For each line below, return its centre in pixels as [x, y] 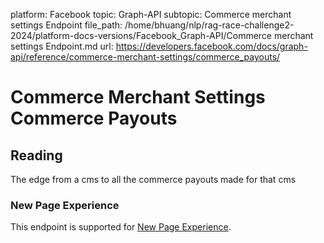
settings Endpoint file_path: [66, 25]
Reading [36, 155]
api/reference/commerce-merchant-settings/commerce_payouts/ [145, 57]
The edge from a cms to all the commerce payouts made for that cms [153, 179]
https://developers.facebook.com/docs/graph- [211, 46]
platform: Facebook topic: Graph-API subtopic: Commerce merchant [151, 14]
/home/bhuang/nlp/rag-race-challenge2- [209, 25]
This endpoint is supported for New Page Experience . [121, 227]
